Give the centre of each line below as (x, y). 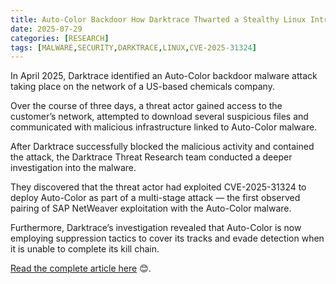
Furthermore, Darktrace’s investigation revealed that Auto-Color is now (156, 228)
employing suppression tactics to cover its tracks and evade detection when (167, 238)
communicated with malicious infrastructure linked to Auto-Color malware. (164, 127)
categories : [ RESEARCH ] (60, 38)
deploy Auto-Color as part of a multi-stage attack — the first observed (155, 198)
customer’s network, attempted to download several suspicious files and (159, 117)
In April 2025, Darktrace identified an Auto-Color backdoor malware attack (164, 76)
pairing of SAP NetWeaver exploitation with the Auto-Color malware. (151, 208)
